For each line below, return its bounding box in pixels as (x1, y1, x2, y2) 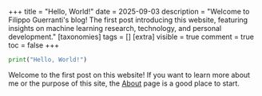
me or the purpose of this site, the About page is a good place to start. (8, 79, 240, 88)
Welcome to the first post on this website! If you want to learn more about (8, 70, 250, 79)
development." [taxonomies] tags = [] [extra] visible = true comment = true (8, 32, 254, 41)
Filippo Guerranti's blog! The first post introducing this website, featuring (8, 15, 248, 25)
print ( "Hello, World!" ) (8, 56, 88, 63)
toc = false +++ (8, 40, 60, 50)
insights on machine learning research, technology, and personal (8, 24, 222, 33)
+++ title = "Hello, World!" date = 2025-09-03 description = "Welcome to (8, 7, 250, 16)
